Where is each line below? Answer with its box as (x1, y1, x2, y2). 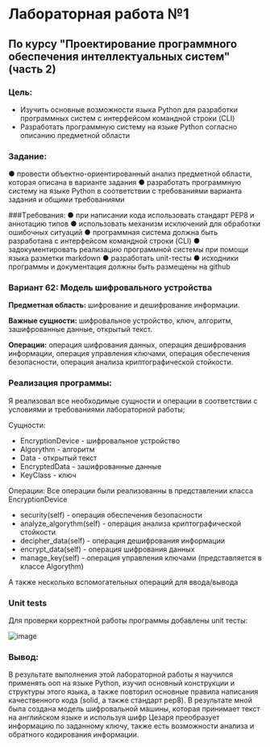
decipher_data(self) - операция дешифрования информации (19, 535, 226, 545)
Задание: (8, 150, 47, 162)
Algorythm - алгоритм (19, 444, 95, 454)
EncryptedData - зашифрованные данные (19, 461, 162, 471)
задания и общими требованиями (8, 195, 125, 204)
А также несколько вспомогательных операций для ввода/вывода (8, 577, 239, 586)
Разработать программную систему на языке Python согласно (19, 122, 238, 132)
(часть (8, 62, 44, 76)
